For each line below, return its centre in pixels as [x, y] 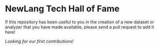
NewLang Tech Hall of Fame [62, 9]
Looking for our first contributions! [39, 41]
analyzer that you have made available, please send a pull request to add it [79, 27]
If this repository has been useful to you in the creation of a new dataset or [79, 22]
